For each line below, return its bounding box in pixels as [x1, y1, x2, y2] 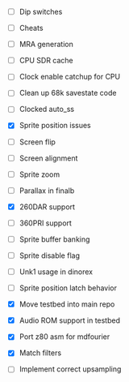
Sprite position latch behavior [19, 283, 118, 293]
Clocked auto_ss [19, 105, 74, 114]
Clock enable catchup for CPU [19, 72, 121, 82]
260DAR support [19, 202, 76, 212]
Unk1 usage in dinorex [19, 267, 94, 277]
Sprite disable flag [19, 251, 80, 260]
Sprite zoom [19, 170, 60, 179]
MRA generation [19, 40, 73, 49]
